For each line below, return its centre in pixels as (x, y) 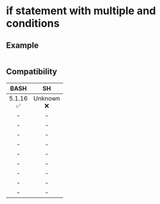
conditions (33, 23)
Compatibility (32, 72)
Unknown (47, 98)
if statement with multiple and (81, 11)
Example (22, 45)
